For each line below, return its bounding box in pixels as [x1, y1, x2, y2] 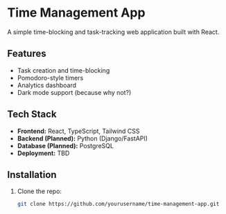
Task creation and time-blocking [17, 66, 110, 74]
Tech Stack [7, 109, 57, 121]
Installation [7, 168, 57, 181]
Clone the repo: [17, 187, 62, 195]
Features [7, 48, 46, 60]
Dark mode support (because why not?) [17, 88, 132, 96]
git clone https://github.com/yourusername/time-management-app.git [17, 201, 220, 208]
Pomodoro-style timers [17, 73, 84, 82]
